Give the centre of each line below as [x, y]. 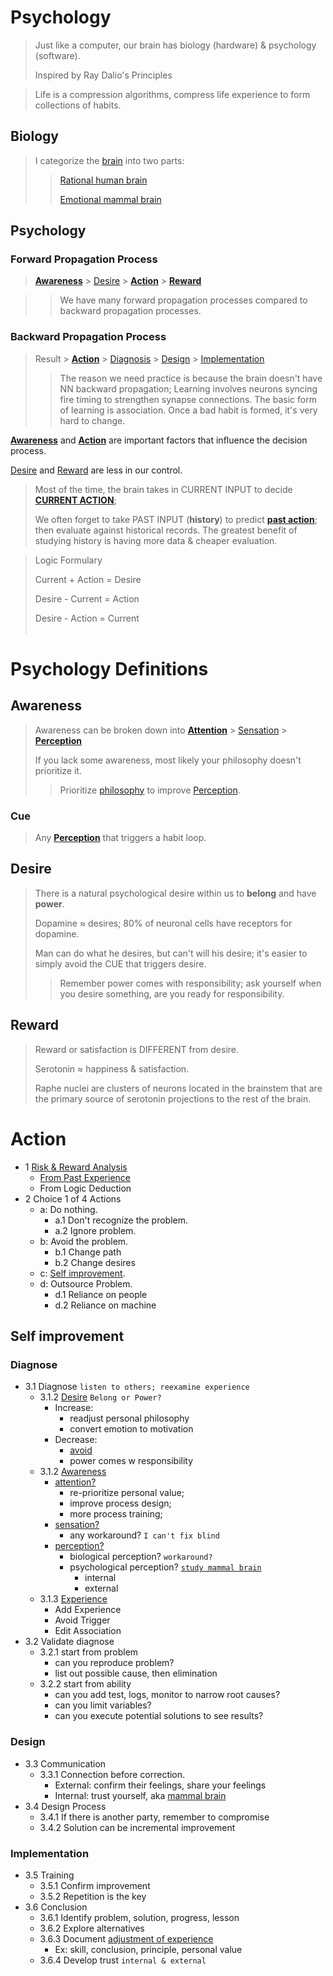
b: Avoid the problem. [84, 1241]
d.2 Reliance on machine [105, 1305]
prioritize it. [58, 770]
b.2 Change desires [95, 1262]
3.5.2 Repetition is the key [93, 1896]
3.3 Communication [65, 1763]
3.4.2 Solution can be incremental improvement [137, 1827]
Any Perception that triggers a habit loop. [120, 838]
